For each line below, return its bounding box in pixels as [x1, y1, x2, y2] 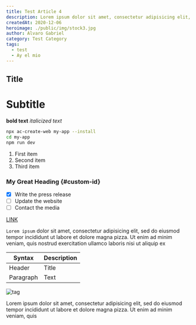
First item [14, 150, 38, 157]
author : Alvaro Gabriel [6, 31, 65, 37]
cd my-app [6, 134, 31, 140]
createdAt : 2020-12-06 [6, 19, 62, 25]
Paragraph [9, 273, 38, 281]
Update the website [14, 197, 63, 204]
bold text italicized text [6, 117, 62, 124]
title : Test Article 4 [6, 8, 62, 15]
